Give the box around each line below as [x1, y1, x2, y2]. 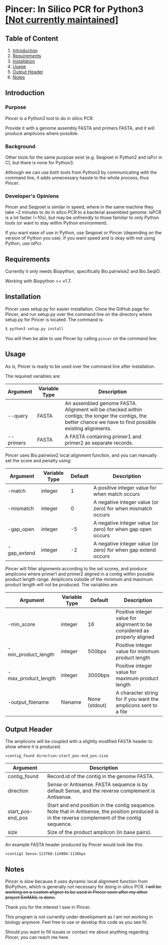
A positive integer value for [93, 484, 156, 491]
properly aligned [115, 633, 154, 640]
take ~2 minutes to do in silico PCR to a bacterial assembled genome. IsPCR [5, 209, 161, 216]
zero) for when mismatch [93, 505, 152, 512]
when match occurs [93, 490, 140, 497]
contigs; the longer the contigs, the [64, 412, 147, 419]
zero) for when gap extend [93, 546, 156, 553]
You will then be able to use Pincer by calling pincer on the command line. [5, 335, 158, 341]
